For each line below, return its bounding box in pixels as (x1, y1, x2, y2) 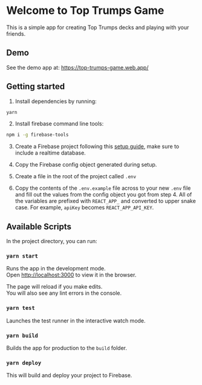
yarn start (6, 253, 38, 259)
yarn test (6, 304, 35, 312)
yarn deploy (6, 359, 42, 366)
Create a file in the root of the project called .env (15, 173, 137, 180)
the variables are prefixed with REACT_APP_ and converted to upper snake (15, 198, 197, 205)
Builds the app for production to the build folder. (6, 344, 128, 352)
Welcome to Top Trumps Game (6, 4, 165, 18)
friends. (6, 30, 26, 37)
